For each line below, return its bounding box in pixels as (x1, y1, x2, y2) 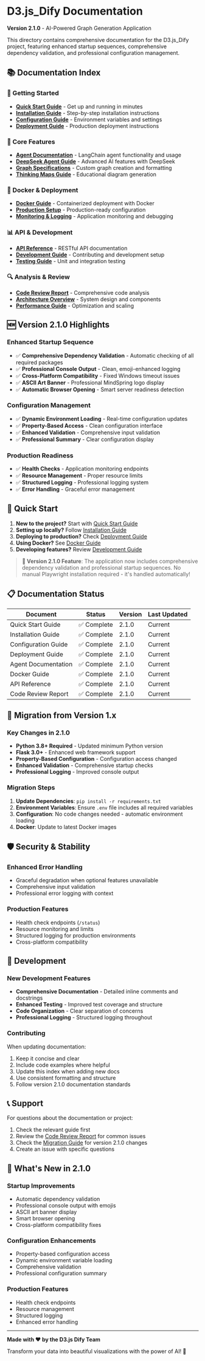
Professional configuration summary (15, 1270, 107, 1277)
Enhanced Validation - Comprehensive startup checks (15, 762, 154, 769)
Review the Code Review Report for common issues (15, 1133, 146, 1140)
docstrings (15, 994, 43, 1002)
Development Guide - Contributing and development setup (15, 251, 165, 258)
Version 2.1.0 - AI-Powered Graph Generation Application (7, 24, 151, 32)
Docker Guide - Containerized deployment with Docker (15, 200, 155, 207)
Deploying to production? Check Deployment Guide (15, 532, 148, 540)
